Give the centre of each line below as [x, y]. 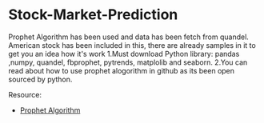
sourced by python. [40, 79]
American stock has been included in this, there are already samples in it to [132, 45]
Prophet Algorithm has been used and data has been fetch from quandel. [129, 37]
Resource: [25, 94]
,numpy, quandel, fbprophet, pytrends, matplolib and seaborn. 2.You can [128, 62]
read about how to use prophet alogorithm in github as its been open [121, 70]
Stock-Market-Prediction [93, 15]
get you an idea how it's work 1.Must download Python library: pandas [124, 54]
